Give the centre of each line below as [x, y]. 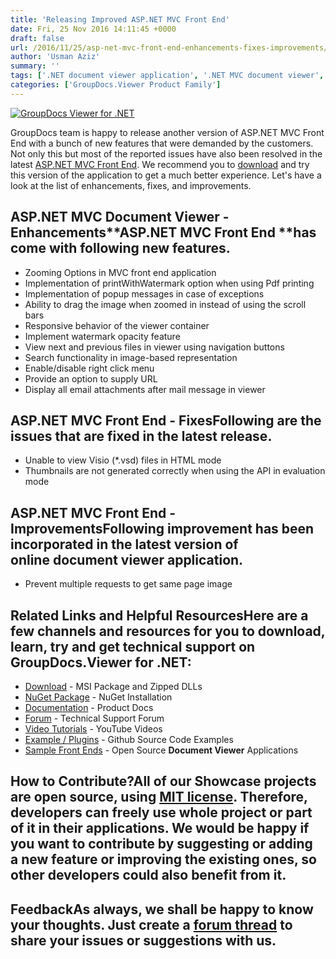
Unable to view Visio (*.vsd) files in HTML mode [123, 460]
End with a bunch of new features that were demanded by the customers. [162, 143]
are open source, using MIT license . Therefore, [159, 797]
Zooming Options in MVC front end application [120, 272]
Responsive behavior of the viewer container [117, 325]
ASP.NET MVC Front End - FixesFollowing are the [166, 420]
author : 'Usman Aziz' [55, 57]
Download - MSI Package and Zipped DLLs [113, 686]
